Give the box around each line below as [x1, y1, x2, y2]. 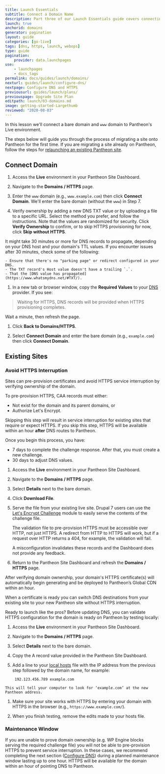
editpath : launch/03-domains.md [5, 99, 71, 104]
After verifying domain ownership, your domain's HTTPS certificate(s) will [5, 575, 155, 580]
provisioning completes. [17, 304, 66, 310]
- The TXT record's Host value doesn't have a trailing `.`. [5, 267, 133, 272]
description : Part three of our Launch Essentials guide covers [5, 16, 139, 21]
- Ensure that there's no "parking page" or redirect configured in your [5, 258, 160, 263]
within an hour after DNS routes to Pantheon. [5, 428, 97, 434]
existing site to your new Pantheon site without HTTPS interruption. [5, 600, 141, 606]
